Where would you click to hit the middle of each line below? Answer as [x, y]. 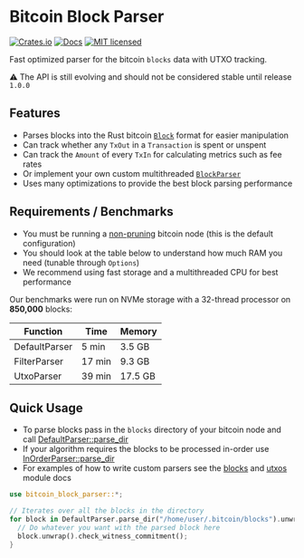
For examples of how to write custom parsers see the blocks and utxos [155, 468]
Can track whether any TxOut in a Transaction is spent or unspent [144, 144]
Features [35, 114]
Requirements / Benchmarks [91, 212]
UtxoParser [38, 376]
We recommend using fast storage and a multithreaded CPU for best [150, 272]
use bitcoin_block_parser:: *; [66, 495]
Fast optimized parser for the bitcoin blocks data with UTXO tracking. [138, 59]
